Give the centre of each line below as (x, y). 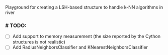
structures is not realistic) (39, 42)
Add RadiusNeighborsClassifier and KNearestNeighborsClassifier (80, 47)
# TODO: (16, 25)
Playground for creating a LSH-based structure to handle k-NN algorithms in (84, 7)
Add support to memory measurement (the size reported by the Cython (87, 36)
